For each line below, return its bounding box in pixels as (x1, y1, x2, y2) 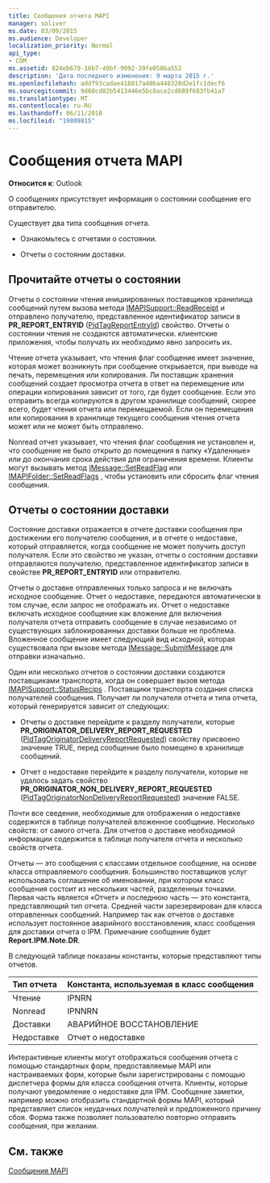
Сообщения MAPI (8, 1166, 69, 1176)
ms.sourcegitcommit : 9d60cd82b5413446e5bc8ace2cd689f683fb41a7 (8, 86, 226, 95)
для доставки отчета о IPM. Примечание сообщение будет (8, 927, 211, 937)
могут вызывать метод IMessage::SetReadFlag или (8, 462, 182, 472)
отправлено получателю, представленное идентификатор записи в (8, 311, 241, 321)
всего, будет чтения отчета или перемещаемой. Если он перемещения (8, 404, 254, 414)
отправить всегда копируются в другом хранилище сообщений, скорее (8, 395, 256, 405)
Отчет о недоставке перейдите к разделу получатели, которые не (19, 767, 248, 777)
